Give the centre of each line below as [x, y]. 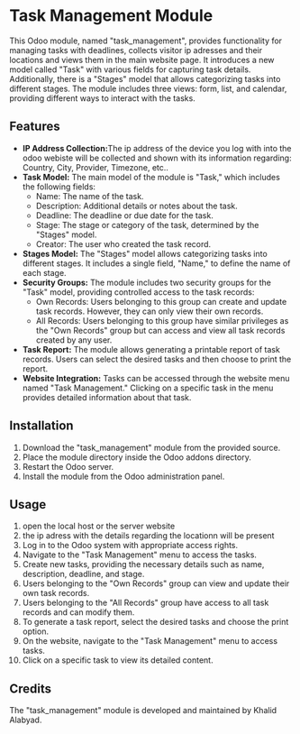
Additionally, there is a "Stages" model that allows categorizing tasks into [145, 78]
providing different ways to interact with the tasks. [102, 98]
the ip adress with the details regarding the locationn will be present [148, 536]
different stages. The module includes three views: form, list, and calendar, [148, 88]
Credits [31, 688]
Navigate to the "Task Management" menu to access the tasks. [139, 555]
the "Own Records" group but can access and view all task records [160, 330]
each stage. [44, 272]
